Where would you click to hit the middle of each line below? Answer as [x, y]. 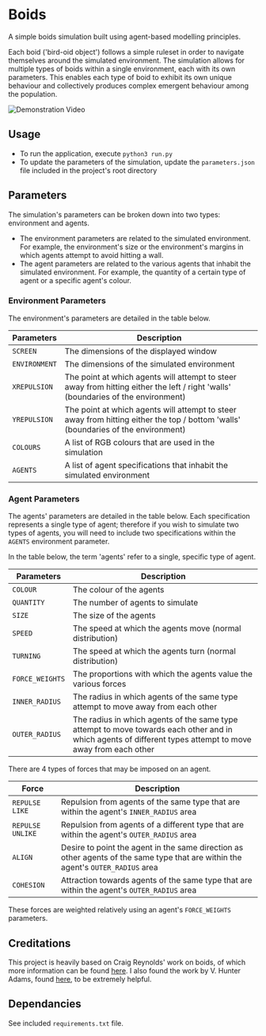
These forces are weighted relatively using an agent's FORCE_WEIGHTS [120, 910]
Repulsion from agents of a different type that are [152, 825]
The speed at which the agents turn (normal [154, 651]
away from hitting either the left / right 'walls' [148, 386]
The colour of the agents [118, 590]
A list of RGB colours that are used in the [140, 442]
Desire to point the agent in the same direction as [152, 848]
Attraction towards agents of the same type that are [156, 881]
